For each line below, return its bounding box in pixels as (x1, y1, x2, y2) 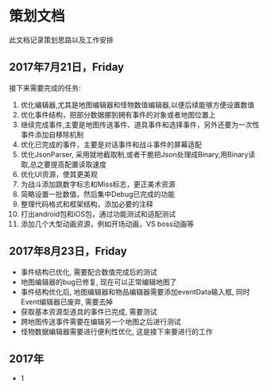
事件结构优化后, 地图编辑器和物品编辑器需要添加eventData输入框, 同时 (20, 287, 250, 296)
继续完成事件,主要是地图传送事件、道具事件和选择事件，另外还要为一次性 (20, 120, 260, 129)
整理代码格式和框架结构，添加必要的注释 (20, 199, 153, 209)
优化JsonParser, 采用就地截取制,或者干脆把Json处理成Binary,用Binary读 (20, 149, 256, 159)
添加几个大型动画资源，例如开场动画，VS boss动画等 (20, 219, 195, 229)
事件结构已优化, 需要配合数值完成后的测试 (20, 267, 157, 276)
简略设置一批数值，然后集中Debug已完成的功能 (20, 189, 176, 198)
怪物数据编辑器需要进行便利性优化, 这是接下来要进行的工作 (20, 326, 213, 336)
